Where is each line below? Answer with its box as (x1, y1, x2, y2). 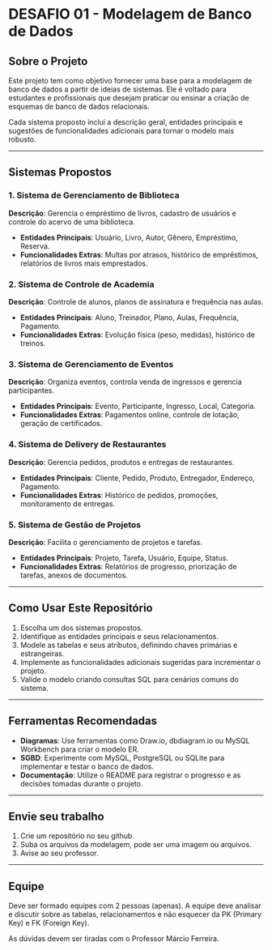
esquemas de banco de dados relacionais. (8, 102, 150, 111)
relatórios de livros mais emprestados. (19, 258, 148, 268)
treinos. (19, 338, 46, 348)
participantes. (8, 386, 55, 395)
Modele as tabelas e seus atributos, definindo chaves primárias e (19, 640, 238, 650)
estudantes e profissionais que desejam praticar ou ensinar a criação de (8, 93, 249, 102)
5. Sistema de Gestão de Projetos (8, 519, 142, 530)
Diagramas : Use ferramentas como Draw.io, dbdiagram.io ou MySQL (19, 735, 250, 745)
